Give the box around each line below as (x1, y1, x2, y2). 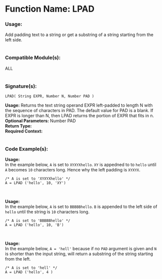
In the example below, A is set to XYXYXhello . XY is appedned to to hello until (5, 162, 157, 167)
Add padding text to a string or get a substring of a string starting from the (5, 32, 154, 37)
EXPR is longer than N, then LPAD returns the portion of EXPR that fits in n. (5, 113, 154, 119)
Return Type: (5, 123, 32, 129)
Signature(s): (5, 83, 37, 90)
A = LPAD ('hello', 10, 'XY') (5, 181, 66, 186)
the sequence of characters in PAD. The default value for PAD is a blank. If (5, 108, 154, 113)
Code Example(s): (5, 146, 49, 152)
